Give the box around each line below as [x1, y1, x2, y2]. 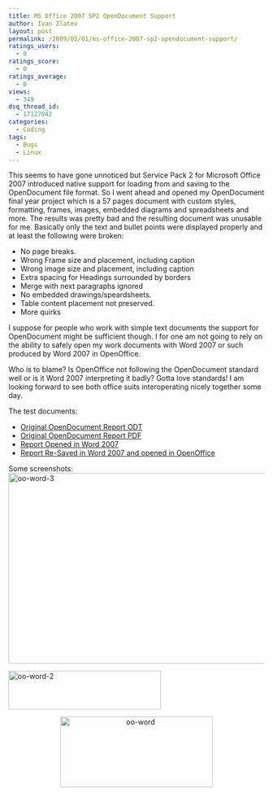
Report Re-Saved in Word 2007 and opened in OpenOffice [19, 448, 215, 458]
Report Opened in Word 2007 [19, 440, 119, 449]
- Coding [15, 125, 45, 133]
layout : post [8, 27, 53, 35]
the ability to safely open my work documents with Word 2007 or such [8, 340, 244, 350]
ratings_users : [8, 42, 60, 50]
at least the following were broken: [8, 231, 124, 241]
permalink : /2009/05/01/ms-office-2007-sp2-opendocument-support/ [8, 34, 238, 43]
